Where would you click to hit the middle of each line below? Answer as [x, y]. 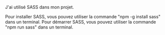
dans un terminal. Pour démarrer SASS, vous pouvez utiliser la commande [81, 22]
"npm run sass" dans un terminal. [39, 27]
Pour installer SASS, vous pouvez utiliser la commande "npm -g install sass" [83, 17]
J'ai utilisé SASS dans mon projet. [40, 7]
